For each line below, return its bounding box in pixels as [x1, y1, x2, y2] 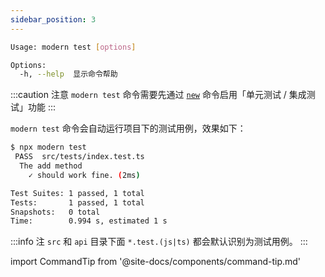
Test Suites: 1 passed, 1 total [10, 188, 145, 198]
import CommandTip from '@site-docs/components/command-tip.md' [10, 256, 302, 268]
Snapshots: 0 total [10, 207, 101, 217]
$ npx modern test [10, 142, 87, 153]
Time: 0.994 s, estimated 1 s [10, 216, 168, 226]
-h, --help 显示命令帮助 [19, 69, 118, 80]
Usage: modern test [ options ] [10, 42, 137, 52]
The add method [19, 161, 83, 171]
